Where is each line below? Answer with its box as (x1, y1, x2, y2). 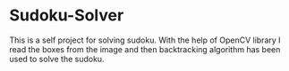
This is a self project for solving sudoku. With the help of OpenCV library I (9, 35, 281, 45)
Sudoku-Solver (9, 5, 124, 26)
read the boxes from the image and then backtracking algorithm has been (9, 43, 281, 54)
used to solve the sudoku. (9, 53, 105, 64)
